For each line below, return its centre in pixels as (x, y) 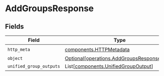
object (15, 58)
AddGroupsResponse (50, 9)
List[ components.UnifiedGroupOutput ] (109, 66)
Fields (15, 27)
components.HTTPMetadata (97, 49)
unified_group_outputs (34, 66)
